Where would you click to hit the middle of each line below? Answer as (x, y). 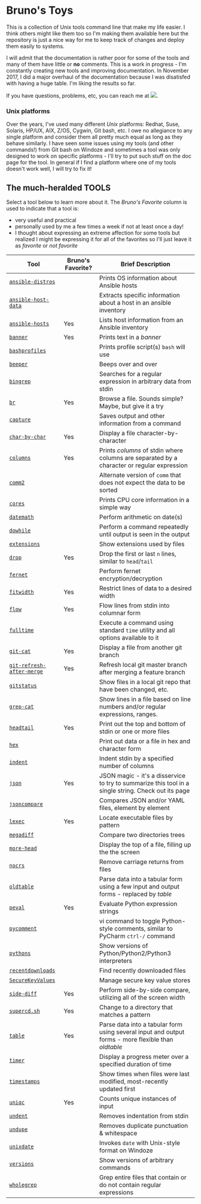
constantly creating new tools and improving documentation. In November (98, 70)
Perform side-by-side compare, (144, 990)
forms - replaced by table (135, 894)
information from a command (140, 423)
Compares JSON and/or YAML (142, 800)
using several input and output (142, 1032)
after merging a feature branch (142, 672)
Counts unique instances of (138, 1099)
